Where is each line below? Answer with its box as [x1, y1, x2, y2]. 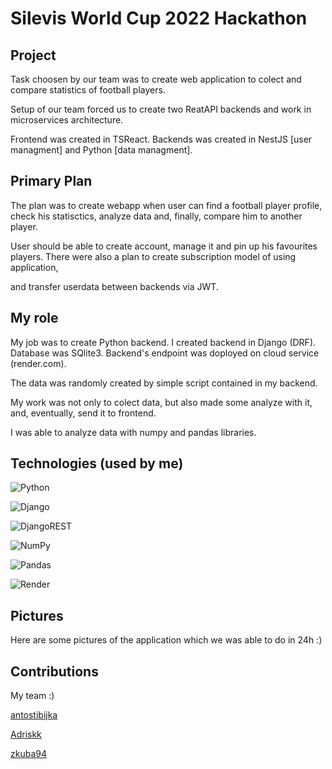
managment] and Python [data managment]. [10, 144, 193, 156]
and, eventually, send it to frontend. [10, 407, 157, 419]
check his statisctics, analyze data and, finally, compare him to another [10, 210, 303, 222]
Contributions [10, 663, 99, 680]
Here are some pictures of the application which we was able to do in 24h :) [10, 634, 323, 646]
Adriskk [10, 728, 42, 741]
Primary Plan [10, 173, 93, 190]
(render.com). [10, 357, 67, 369]
